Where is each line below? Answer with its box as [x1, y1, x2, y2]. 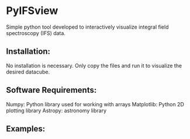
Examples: [6, 124, 46, 134]
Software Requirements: [6, 85, 97, 95]
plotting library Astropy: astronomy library [6, 107, 107, 114]
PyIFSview [6, 4, 58, 18]
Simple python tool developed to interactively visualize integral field [6, 23, 169, 30]
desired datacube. [6, 68, 50, 75]
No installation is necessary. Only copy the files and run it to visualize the [6, 62, 182, 69]
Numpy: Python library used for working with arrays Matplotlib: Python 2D [6, 100, 184, 107]
